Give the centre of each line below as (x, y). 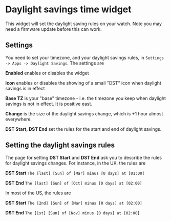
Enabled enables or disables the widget (47, 73)
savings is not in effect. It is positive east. (49, 104)
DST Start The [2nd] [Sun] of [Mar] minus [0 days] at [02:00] (74, 203)
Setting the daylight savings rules (60, 145)
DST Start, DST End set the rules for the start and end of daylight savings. (83, 129)
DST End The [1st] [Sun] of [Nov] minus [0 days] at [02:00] (72, 213)
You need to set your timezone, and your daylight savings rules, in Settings (85, 57)
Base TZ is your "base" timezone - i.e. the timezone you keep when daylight (86, 98)
